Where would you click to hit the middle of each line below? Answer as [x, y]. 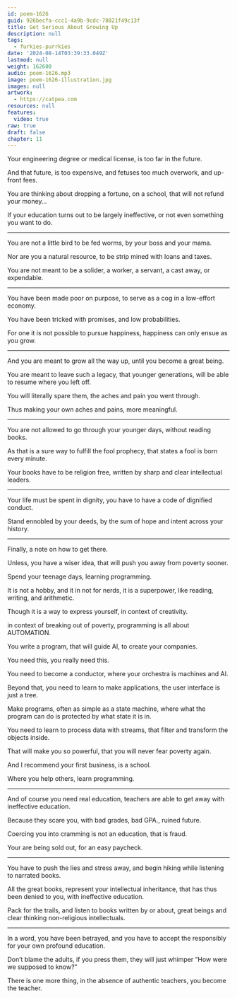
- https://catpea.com [45, 100]
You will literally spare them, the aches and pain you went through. [104, 396]
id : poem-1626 [28, 14]
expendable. [25, 278]
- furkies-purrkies [42, 47]
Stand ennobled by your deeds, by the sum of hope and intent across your [115, 521]
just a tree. [23, 695]
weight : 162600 [30, 66]
